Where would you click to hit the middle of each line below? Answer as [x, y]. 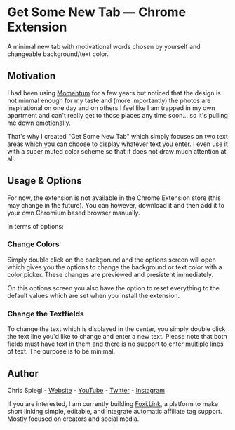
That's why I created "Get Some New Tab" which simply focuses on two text [117, 136]
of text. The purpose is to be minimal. [61, 351]
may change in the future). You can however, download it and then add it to [116, 205]
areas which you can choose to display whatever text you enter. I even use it [117, 144]
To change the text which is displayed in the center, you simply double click [116, 329]
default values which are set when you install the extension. [94, 295]
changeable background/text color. [58, 54]
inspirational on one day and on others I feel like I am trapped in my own [111, 108]
